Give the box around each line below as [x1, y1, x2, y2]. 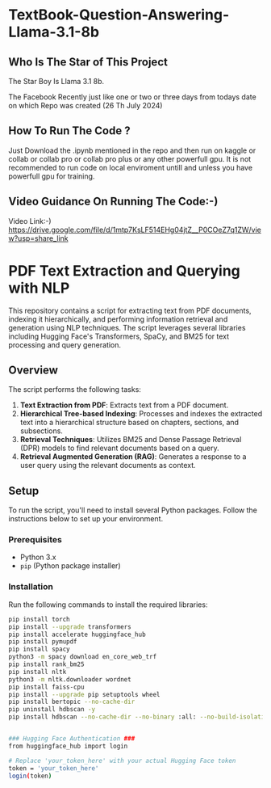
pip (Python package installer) [19, 561, 121, 571]
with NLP [8, 279, 70, 297]
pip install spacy [8, 645, 70, 654]
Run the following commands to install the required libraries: [8, 600, 208, 609]
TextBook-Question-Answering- [8, 6, 230, 24]
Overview [8, 363, 59, 377]
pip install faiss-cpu [8, 683, 85, 691]
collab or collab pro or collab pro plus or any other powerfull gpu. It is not [8, 154, 252, 163]
